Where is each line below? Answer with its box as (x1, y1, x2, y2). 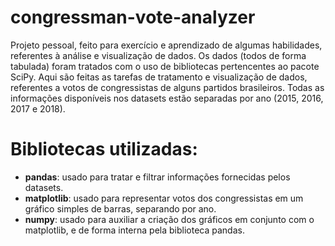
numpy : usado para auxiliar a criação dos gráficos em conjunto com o (24, 213, 315, 225)
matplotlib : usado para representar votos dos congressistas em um (24, 192, 304, 204)
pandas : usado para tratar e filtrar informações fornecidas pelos (24, 171, 291, 183)
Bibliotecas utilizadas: (10, 138, 198, 161)
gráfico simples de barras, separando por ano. (24, 202, 217, 215)
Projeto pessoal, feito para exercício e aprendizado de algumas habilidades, (10, 39, 323, 51)
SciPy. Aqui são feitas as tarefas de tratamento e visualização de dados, (10, 71, 308, 83)
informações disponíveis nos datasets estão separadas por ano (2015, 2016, (10, 92, 324, 104)
